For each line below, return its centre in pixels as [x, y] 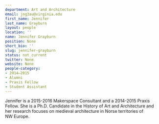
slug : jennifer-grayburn [30, 50]
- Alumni [14, 78]
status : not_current [26, 55]
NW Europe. [17, 116]
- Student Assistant [26, 87]
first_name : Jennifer [27, 19]
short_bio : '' [20, 46]
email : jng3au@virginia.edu [34, 14]
